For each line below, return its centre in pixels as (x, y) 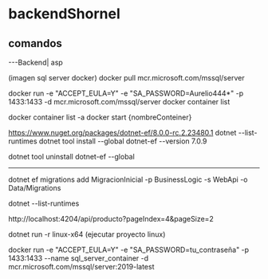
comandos (35, 43)
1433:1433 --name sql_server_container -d (79, 258)
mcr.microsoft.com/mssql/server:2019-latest (81, 267)
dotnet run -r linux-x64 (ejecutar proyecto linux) (87, 234)
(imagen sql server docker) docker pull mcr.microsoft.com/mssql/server (126, 78)
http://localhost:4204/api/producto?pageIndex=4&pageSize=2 (111, 219)
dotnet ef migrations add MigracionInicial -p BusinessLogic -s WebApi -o (128, 179)
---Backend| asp (36, 62)
